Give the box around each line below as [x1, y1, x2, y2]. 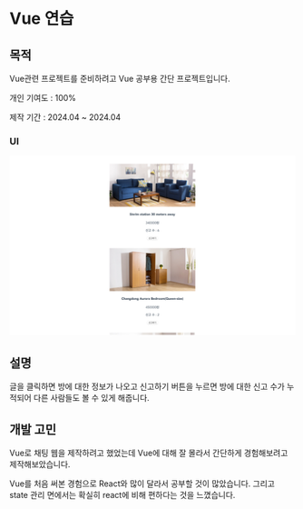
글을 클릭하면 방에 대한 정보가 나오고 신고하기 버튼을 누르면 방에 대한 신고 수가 [9, 381, 286, 392]
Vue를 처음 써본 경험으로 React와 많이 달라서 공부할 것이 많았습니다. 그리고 [9, 478, 275, 489]
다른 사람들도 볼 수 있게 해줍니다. [33, 393, 150, 404]
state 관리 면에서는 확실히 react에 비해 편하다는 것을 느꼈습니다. [9, 489, 236, 500]
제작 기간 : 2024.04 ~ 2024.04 [9, 112, 122, 123]
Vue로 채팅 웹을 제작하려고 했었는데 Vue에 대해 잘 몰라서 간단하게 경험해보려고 [9, 447, 288, 458]
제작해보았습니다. [9, 458, 71, 469]
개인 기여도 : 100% [9, 93, 77, 103]
